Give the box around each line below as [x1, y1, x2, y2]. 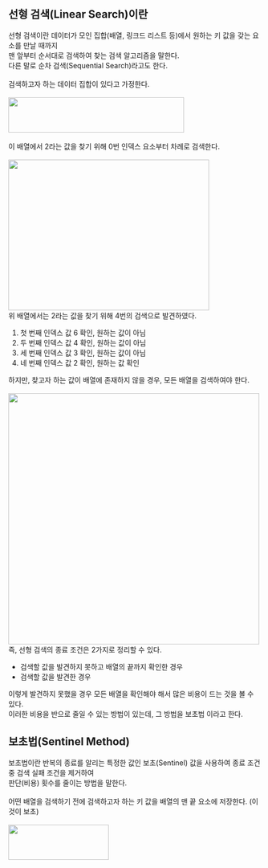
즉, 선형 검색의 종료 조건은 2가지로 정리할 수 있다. [8, 645, 162, 654]
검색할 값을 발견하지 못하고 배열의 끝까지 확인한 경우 [19, 661, 183, 671]
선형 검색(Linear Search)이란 [8, 7, 148, 22]
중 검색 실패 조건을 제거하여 [8, 768, 95, 777]
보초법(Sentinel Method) [8, 735, 130, 749]
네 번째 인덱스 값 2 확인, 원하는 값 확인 [19, 358, 140, 367]
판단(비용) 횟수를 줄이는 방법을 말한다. [8, 778, 128, 788]
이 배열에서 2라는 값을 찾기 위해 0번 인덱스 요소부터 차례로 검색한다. [8, 141, 221, 151]
